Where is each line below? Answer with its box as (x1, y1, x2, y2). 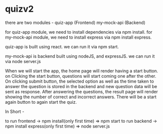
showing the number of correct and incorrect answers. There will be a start (5, 94, 157, 100)
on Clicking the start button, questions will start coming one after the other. (5, 73, 157, 79)
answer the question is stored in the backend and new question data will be (5, 83, 158, 89)
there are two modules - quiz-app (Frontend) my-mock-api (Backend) (5, 20, 146, 25)
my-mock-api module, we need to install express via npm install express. (5, 34, 152, 40)
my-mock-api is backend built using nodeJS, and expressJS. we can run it (5, 53, 155, 59)
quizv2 (5, 3, 34, 15)
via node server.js (5, 58, 41, 64)
